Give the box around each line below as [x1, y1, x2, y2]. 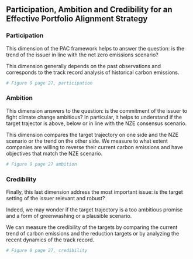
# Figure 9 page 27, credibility [6, 248, 88, 254]
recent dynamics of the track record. [6, 236, 95, 243]
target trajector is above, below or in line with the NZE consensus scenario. [6, 120, 187, 127]
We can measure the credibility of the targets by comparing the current [6, 224, 178, 231]
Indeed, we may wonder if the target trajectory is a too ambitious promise [6, 206, 183, 213]
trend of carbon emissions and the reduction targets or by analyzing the [6, 230, 180, 237]
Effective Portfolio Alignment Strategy [6, 14, 148, 24]
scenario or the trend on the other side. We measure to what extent [6, 137, 168, 144]
